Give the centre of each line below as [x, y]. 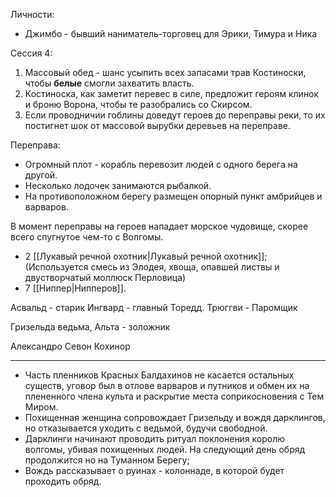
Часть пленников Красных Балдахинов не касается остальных [159, 375]
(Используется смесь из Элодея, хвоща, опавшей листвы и [152, 267]
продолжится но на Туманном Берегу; [107, 460]
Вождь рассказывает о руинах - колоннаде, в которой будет [154, 470]
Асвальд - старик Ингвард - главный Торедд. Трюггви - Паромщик [154, 307]
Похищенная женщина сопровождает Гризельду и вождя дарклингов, [175, 417]
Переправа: [35, 145]
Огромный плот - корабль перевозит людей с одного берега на [161, 164]
